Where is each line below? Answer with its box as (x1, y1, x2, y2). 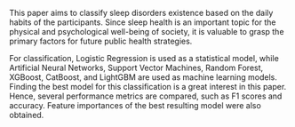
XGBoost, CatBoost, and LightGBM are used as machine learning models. (9, 72, 277, 83)
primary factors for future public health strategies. (9, 36, 193, 46)
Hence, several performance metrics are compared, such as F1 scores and (9, 91, 283, 101)
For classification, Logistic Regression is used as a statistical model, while (9, 53, 280, 63)
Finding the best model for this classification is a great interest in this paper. (9, 82, 287, 91)
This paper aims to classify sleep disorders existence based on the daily (9, 8, 274, 18)
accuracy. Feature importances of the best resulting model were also (9, 100, 262, 110)
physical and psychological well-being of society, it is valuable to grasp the (9, 27, 284, 36)
